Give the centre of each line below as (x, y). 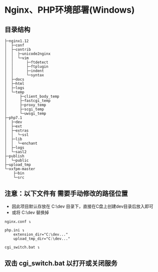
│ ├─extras (17, 131)
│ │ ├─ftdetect (27, 62)
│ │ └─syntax (24, 75)
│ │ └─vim (17, 58)
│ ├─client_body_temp (32, 97)
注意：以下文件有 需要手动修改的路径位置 (66, 194)
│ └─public (17, 160)
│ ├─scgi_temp (24, 109)
